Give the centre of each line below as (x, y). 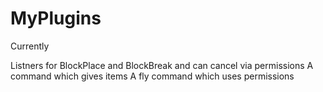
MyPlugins (56, 18)
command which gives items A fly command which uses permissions (152, 76)
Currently (30, 46)
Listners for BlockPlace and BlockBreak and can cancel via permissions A (162, 65)
